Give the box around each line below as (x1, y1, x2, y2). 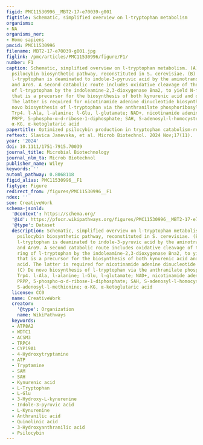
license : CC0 (11, 289, 45, 296)
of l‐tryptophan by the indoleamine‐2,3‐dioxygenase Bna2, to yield (11, 88, 188, 94)
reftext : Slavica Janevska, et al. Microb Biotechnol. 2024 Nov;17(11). (6, 132, 193, 139)
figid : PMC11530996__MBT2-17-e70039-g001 (6, 8, 112, 15)
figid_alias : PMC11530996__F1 (6, 178, 83, 184)
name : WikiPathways (17, 312, 66, 318)
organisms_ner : (6, 31, 45, 37)
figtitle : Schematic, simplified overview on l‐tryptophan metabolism (6, 14, 188, 21)
